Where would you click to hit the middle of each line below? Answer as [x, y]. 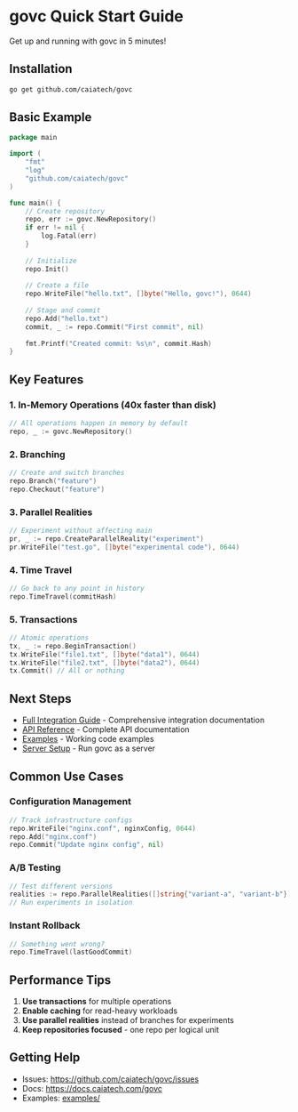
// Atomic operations [49, 638]
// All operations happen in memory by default [99, 423]
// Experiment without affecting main [81, 530]
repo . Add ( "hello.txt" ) [67, 318]
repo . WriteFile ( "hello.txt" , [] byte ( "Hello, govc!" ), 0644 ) [138, 294]
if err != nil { [55, 228]
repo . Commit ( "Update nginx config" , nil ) [87, 845]
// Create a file [57, 286]
